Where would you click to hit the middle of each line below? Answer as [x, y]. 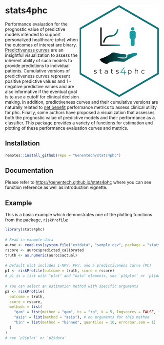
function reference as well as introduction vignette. [56, 187]
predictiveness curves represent [38, 76]
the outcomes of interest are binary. [41, 45]
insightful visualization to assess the [41, 55]
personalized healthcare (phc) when [41, 40]
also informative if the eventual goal [41, 92]
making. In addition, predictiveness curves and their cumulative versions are [82, 102]
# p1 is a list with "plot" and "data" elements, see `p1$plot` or [75, 276]
